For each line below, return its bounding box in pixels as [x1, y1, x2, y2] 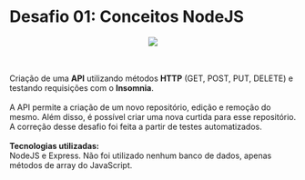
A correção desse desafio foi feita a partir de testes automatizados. [9, 121, 262, 132]
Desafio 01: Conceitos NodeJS [9, 6, 244, 27]
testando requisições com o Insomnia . [9, 82, 155, 93]
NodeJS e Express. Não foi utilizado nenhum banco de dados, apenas [9, 150, 272, 161]
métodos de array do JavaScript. [9, 159, 133, 170]
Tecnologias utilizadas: [9, 140, 100, 151]
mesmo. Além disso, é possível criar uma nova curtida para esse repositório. [9, 111, 297, 122]
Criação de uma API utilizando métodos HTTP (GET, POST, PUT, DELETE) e [9, 73, 294, 84]
